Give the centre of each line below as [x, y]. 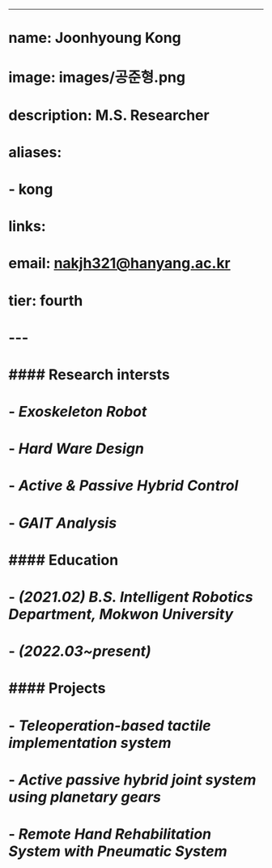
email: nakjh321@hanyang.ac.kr [119, 263]
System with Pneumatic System [118, 851]
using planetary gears [85, 797]
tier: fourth [46, 300]
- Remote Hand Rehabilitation [110, 834]
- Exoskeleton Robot [78, 412]
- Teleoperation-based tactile [110, 725]
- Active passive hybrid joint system [132, 780]
